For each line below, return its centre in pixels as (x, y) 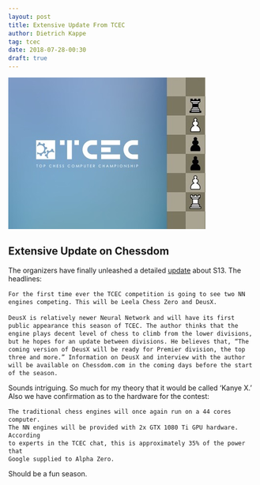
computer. (24, 419)
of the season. (33, 373)
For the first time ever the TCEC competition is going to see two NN (127, 294)
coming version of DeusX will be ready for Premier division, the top (127, 349)
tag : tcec (24, 42)
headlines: (25, 278)
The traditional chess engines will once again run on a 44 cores (120, 412)
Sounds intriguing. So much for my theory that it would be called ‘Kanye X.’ (130, 388)
